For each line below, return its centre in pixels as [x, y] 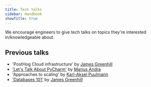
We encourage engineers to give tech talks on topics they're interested [76, 32]
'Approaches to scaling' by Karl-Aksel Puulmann [60, 74]
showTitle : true [21, 18]
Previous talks [27, 52]
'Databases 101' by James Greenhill [47, 80]
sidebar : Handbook [23, 14]
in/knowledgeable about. [30, 37]
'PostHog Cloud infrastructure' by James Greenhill [62, 64]
